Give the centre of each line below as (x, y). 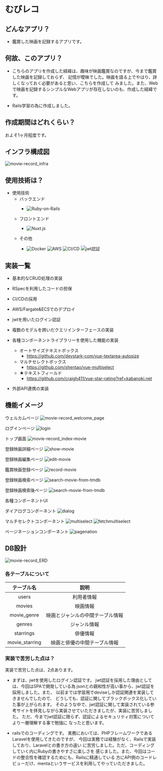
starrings (24, 633)
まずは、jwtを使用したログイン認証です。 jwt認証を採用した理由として (82, 680)
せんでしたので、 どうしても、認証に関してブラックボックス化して (87, 699)
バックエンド (32, 199)
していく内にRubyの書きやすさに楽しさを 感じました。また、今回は (79, 752)
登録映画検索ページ (24, 480)
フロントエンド (34, 219)
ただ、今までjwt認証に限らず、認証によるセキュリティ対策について (88, 717)
